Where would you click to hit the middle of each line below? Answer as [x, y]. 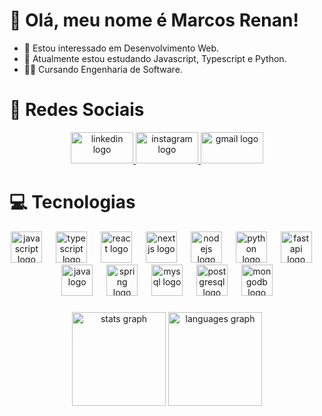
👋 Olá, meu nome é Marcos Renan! [154, 20]
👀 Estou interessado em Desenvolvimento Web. [121, 48]
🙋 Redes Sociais [77, 110]
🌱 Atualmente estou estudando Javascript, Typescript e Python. [155, 58]
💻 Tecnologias [72, 202]
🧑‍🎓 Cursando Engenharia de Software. [103, 69]
